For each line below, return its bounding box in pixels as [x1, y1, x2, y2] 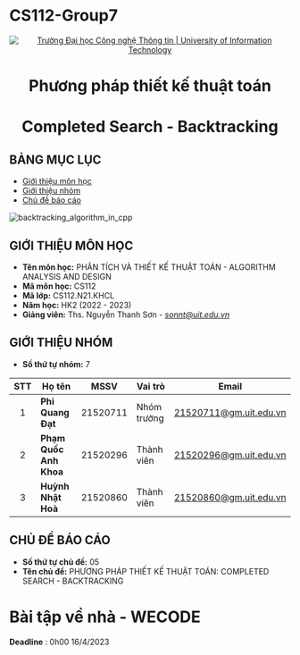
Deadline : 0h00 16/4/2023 [9, 636, 110, 647]
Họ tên [41, 380, 71, 392]
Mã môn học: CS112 [21, 281, 96, 291]
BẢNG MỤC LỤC [9, 152, 102, 167]
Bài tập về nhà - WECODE [9, 607, 201, 626]
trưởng [136, 412, 165, 424]
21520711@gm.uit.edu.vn [173, 406, 287, 418]
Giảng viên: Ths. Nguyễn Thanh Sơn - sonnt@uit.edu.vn [21, 309, 230, 320]
